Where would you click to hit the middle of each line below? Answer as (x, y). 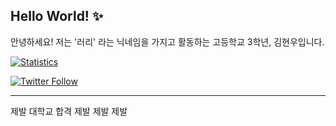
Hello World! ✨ (57, 16)
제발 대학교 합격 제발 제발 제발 (69, 111)
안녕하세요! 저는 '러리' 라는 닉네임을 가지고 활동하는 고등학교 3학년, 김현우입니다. (167, 41)
